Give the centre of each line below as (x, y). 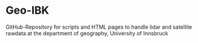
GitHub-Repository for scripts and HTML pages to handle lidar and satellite (99, 27)
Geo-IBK (28, 10)
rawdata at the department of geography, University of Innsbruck (87, 33)
